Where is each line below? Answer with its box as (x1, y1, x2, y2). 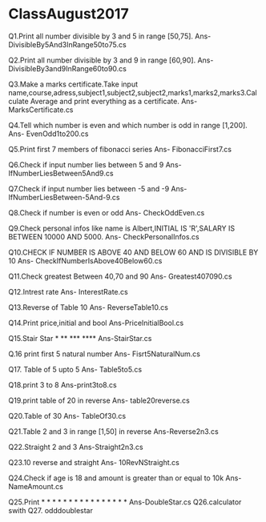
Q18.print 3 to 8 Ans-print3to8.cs (8, 379, 118, 389)
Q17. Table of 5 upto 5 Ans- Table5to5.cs (8, 364, 143, 374)
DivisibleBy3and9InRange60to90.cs (8, 63, 127, 73)
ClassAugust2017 (8, 5, 130, 23)
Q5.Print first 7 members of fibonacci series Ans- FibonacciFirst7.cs (8, 144, 232, 154)
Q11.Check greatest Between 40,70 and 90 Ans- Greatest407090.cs (8, 271, 232, 281)
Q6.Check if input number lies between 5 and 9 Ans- (8, 159, 182, 169)
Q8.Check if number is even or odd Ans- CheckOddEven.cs (8, 207, 205, 217)
